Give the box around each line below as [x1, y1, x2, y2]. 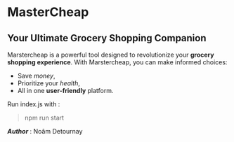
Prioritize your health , [17, 79, 81, 87]
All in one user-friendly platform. [17, 87, 114, 94]
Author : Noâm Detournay [7, 127, 83, 135]
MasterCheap [7, 4, 89, 20]
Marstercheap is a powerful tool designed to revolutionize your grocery [7, 50, 214, 59]
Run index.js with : [7, 100, 60, 108]
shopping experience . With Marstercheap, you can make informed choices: [7, 58, 228, 66]
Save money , [17, 71, 56, 80]
